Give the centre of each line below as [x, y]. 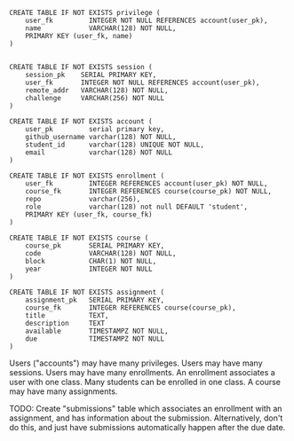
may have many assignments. [64, 391]
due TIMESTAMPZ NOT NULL [95, 339]
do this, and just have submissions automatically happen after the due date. [147, 427]
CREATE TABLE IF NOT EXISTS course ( [79, 238]
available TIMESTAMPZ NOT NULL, [97, 331]
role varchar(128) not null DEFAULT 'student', [137, 207]
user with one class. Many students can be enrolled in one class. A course [145, 382]
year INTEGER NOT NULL [89, 269]
